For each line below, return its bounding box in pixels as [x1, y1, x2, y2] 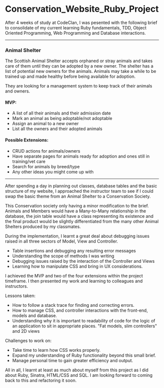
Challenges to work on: [5, 338, 52, 343]
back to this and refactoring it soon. [5, 377, 77, 383]
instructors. [5, 283, 28, 289]
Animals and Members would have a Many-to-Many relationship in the [5, 208, 146, 214]
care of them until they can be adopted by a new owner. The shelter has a [5, 63, 154, 69]
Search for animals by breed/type [12, 163, 80, 169]
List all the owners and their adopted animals [12, 126, 102, 132]
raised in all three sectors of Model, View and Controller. [5, 238, 118, 244]
